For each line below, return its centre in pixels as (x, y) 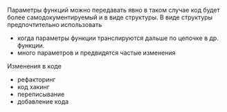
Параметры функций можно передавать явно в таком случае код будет (113, 10)
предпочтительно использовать (55, 25)
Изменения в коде (35, 66)
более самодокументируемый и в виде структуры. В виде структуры (110, 17)
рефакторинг (36, 80)
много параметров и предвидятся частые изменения (96, 53)
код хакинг (33, 87)
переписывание (41, 94)
